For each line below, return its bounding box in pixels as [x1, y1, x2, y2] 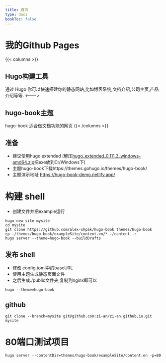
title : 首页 [5, 7, 28, 12]
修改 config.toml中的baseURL [12, 265, 73, 271]
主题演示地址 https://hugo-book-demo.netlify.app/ [12, 172, 115, 178]
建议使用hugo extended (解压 [12, 153, 73, 159]
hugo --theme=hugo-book [5, 287, 55, 292]
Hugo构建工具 [5, 72, 49, 80]
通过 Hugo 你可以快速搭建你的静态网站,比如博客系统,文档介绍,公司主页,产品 [5, 86, 159, 92]
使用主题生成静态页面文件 [12, 271, 65, 277]
